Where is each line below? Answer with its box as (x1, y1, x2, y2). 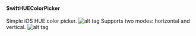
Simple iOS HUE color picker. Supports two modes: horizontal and (6, 17, 190, 24)
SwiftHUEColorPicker (6, 5, 61, 12)
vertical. (6, 24, 26, 31)
